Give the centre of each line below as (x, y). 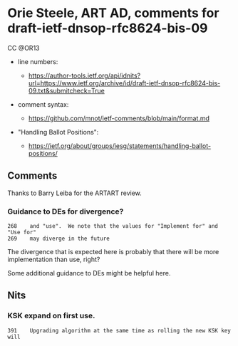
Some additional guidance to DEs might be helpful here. (89, 273)
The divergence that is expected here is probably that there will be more (113, 252)
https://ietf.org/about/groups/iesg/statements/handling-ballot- (120, 146)
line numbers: (38, 61)
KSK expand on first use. (51, 316)
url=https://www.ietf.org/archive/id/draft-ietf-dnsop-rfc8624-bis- (124, 83)
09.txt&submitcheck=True (66, 90)
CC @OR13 (24, 48)
